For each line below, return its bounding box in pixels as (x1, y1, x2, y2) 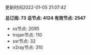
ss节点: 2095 (12, 25, 39, 31)
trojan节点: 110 (12, 32, 42, 37)
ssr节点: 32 (12, 38, 36, 44)
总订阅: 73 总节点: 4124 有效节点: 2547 (5, 15, 86, 21)
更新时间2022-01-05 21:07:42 (5, 4, 66, 10)
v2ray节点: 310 (12, 44, 43, 50)
